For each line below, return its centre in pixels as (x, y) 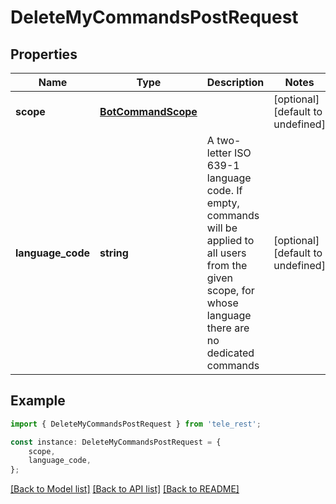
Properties (44, 54)
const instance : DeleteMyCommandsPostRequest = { (116, 442)
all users (226, 253)
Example (38, 401)
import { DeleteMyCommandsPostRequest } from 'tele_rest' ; (136, 424)
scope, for (230, 290)
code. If (224, 190)
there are (228, 328)
